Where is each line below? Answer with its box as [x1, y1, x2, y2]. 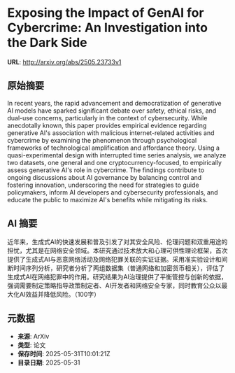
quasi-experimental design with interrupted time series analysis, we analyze [7, 150, 227, 159]
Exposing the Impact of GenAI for [7, 5, 204, 21]
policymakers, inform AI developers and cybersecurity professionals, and [7, 188, 218, 197]
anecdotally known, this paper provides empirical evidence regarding [7, 121, 207, 129]
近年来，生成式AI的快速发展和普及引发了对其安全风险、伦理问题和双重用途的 [7, 237, 228, 246]
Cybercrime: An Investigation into [7, 20, 208, 36]
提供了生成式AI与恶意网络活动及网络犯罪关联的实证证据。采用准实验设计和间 [7, 255, 228, 263]
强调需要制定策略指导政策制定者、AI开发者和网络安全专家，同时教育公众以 [7, 281, 222, 290]
